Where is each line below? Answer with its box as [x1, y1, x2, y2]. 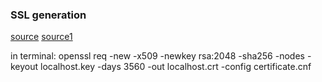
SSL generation [10, 8, 87, 22]
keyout [10, 61, 39, 73]
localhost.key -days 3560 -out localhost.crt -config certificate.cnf [40, 61, 312, 73]
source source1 [10, 31, 73, 43]
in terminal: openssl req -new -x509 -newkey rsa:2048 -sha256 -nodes [10, 50, 305, 62]
